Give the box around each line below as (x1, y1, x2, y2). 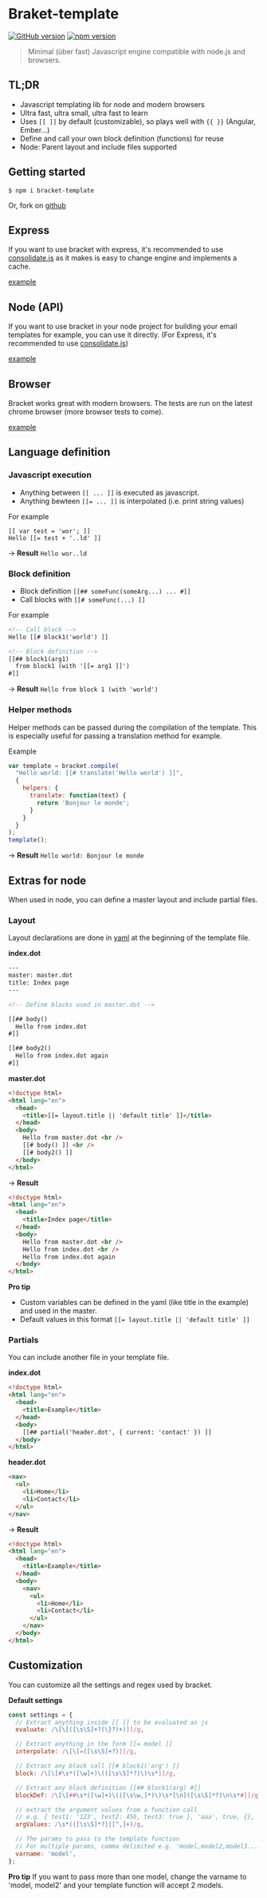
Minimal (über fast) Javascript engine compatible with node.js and (27, 46, 245, 56)
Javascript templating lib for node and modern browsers (19, 99, 205, 109)
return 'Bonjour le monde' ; (37, 798, 130, 807)
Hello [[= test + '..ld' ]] (8, 534, 102, 542)
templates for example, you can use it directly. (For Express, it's (8, 330, 217, 340)
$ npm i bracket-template (8, 186, 94, 194)
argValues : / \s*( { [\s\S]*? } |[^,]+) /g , (15, 1820, 145, 1828)
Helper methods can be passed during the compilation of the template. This (8, 722, 257, 732)
